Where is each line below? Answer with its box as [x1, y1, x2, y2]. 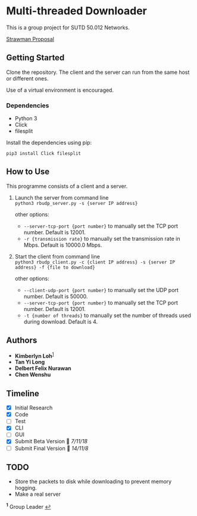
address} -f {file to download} [14, 264, 95, 271]
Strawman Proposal [6, 35, 55, 42]
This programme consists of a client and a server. [6, 182, 128, 189]
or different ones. [6, 74, 49, 82]
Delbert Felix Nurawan [14, 365, 71, 372]
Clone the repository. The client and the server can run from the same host [6, 69, 190, 76]
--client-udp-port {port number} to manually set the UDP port [23, 286, 179, 293]
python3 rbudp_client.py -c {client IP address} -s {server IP [14, 259, 176, 265]
